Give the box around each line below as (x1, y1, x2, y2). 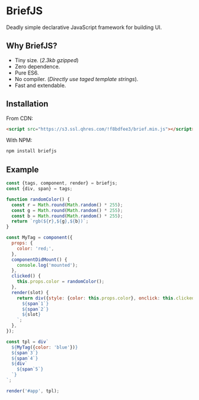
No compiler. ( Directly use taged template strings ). (14, 75, 139, 82)
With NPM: (6, 137, 33, 144)
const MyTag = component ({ (6, 235, 73, 241)
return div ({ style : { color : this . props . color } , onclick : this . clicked (17, 295, 195, 301)
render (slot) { (11, 289, 49, 295)
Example (6, 164, 39, 175)
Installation (6, 99, 49, 109)
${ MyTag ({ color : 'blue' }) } (11, 344, 78, 350)
